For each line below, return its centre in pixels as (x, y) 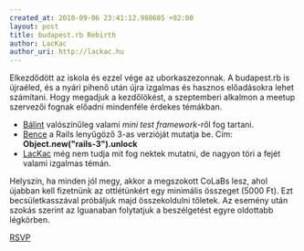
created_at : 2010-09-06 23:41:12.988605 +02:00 (102, 18)
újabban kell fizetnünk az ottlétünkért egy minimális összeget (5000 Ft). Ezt (152, 191)
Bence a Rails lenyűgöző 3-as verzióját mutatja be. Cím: (127, 134)
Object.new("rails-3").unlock (80, 144)
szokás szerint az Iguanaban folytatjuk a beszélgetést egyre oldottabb (142, 210)
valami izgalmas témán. (67, 163)
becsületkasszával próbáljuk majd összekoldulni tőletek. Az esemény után (149, 201)
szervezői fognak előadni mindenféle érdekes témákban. (116, 107)
